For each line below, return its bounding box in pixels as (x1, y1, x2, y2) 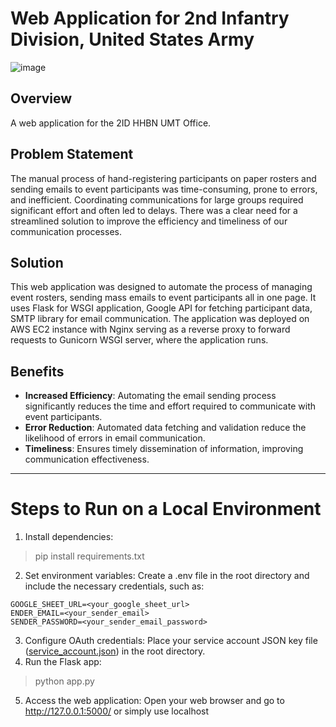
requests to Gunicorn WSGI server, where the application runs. (10, 334, 269, 346)
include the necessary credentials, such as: (24, 580, 205, 592)
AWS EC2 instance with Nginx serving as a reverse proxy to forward (10, 323, 291, 336)
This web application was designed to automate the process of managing (10, 281, 313, 293)
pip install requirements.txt (34, 550, 145, 562)
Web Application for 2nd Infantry (10, 7, 290, 30)
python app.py (34, 675, 95, 687)
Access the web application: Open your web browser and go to (24, 695, 285, 707)
